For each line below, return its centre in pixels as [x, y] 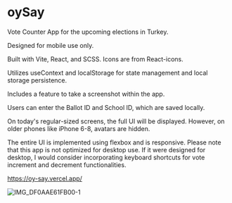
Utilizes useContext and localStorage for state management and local [108, 73]
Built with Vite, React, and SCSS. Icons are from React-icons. [96, 59]
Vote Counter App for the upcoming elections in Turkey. [88, 32]
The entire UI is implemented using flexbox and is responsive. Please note [114, 142]
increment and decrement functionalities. [67, 165]
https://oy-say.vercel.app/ [45, 178]
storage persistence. [37, 80]
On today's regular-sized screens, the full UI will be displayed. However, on [116, 121]
